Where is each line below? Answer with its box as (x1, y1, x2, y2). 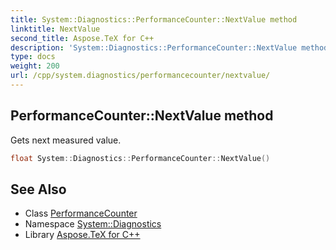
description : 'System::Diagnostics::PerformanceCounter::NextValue (10, 42, 298, 53)
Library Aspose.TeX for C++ (24, 229, 141, 241)
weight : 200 (10, 61, 60, 71)
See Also (10, 181, 67, 198)
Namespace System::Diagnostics (24, 218, 162, 230)
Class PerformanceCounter (24, 207, 138, 220)
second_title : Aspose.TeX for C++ (10, 33, 155, 43)
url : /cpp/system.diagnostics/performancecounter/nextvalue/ (10, 71, 271, 81)
